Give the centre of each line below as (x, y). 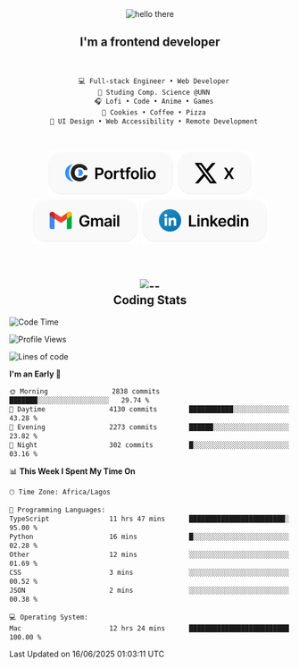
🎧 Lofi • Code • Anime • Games (154, 101)
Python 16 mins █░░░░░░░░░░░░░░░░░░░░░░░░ (149, 537)
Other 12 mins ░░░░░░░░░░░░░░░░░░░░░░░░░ (149, 554)
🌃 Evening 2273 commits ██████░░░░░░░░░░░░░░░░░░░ (149, 427)
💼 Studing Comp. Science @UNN (154, 92)
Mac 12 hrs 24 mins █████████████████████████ (149, 628)
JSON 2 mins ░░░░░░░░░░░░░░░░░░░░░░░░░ (149, 590)
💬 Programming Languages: (57, 510)
